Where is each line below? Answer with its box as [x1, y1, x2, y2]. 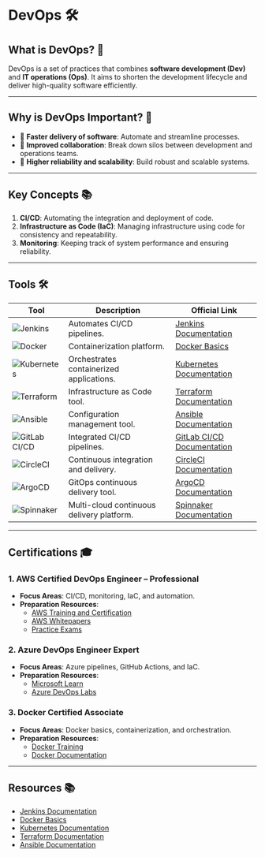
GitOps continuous [68, 477, 138, 488]
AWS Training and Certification [31, 608, 132, 617]
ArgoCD [175, 477, 205, 488]
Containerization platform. [68, 341, 166, 352]
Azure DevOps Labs [31, 687, 97, 697]
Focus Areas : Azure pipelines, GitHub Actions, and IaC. [19, 662, 200, 672]
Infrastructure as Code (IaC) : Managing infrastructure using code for [19, 222, 246, 231]
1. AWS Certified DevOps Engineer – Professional [8, 573, 200, 584]
